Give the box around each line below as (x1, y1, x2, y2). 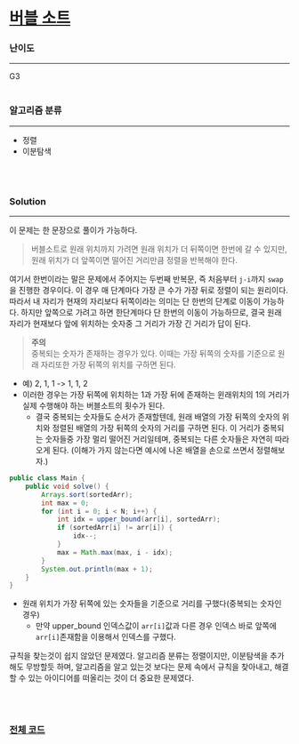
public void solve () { (25, 482, 109, 491)
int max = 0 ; (41, 499, 90, 508)
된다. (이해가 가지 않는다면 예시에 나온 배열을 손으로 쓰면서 (52, 445, 255, 456)
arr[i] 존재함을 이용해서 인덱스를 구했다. (35, 632, 176, 643)
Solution (9, 195, 47, 207)
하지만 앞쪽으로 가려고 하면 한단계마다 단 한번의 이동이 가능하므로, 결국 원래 (20, 308, 282, 318)
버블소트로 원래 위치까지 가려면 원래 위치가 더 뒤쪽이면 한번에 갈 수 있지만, (30, 244, 287, 254)
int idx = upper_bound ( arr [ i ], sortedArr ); (56, 515, 221, 524)
